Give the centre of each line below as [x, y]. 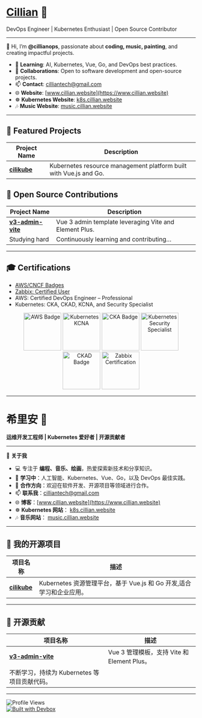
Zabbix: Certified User [42, 291]
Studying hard [29, 239]
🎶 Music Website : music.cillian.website [63, 106]
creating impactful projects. [40, 52]
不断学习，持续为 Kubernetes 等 [54, 672]
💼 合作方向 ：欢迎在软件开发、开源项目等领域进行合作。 [83, 486]
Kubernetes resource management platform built [118, 165]
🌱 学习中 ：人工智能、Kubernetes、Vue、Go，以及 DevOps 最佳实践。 [102, 478]
